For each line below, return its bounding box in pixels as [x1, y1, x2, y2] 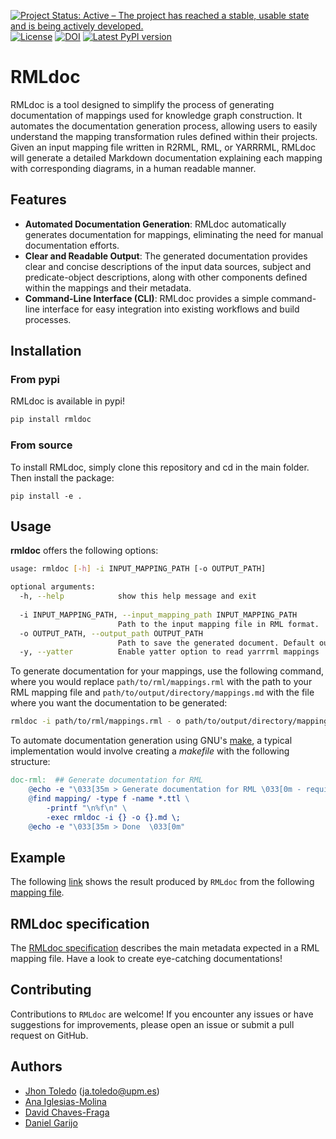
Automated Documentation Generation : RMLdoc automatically [24, 218, 287, 230]
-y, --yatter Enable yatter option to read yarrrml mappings [19, 647, 320, 657]
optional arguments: [10, 582, 97, 592]
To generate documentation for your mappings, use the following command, [10, 665, 324, 677]
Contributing [10, 981, 92, 999]
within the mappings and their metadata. [24, 281, 192, 294]
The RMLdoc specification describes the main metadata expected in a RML [10, 942, 320, 954]
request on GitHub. [10, 1029, 89, 1041]
